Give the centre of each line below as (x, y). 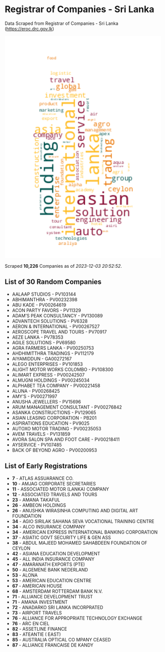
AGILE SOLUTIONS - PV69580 (44, 342)
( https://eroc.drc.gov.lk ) (30, 28)
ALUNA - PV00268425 (36, 391)
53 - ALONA (25, 575)
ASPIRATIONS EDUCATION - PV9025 (51, 423)
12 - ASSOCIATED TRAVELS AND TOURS (54, 494)
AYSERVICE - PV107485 (37, 444)
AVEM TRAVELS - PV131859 (41, 434)
